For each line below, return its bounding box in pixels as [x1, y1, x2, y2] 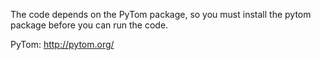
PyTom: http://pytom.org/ [10, 39, 115, 50]
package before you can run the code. [10, 19, 169, 31]
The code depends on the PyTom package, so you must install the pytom [10, 9, 312, 20]
